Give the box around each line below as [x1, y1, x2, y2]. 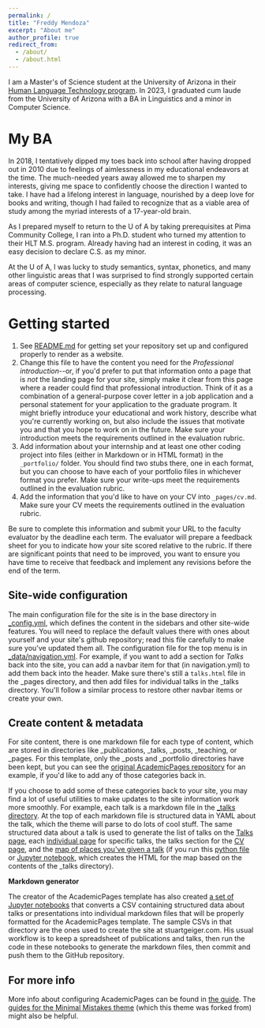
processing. [8, 287, 47, 297]
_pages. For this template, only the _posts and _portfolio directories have [8, 754, 244, 764]
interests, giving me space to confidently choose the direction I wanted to [8, 181, 248, 190]
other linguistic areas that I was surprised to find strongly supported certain [8, 270, 254, 280]
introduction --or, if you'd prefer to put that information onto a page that [19, 366, 252, 376]
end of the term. [8, 566, 61, 575]
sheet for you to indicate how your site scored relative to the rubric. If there [8, 540, 252, 550]
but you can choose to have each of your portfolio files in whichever [19, 466, 242, 476]
